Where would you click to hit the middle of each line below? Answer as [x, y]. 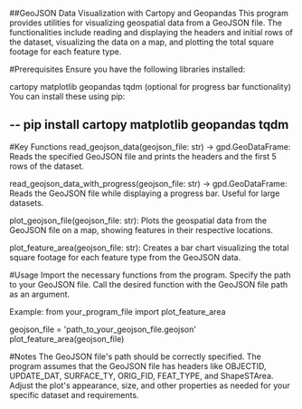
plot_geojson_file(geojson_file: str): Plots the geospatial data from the [138, 220]
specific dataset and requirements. [74, 394]
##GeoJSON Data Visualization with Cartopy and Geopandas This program [149, 13]
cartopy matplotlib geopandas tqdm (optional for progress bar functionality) [151, 87]
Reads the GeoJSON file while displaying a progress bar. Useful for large [145, 193]
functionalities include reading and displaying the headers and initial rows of [151, 32]
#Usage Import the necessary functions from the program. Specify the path [150, 275]
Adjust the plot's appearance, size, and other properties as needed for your [150, 385]
